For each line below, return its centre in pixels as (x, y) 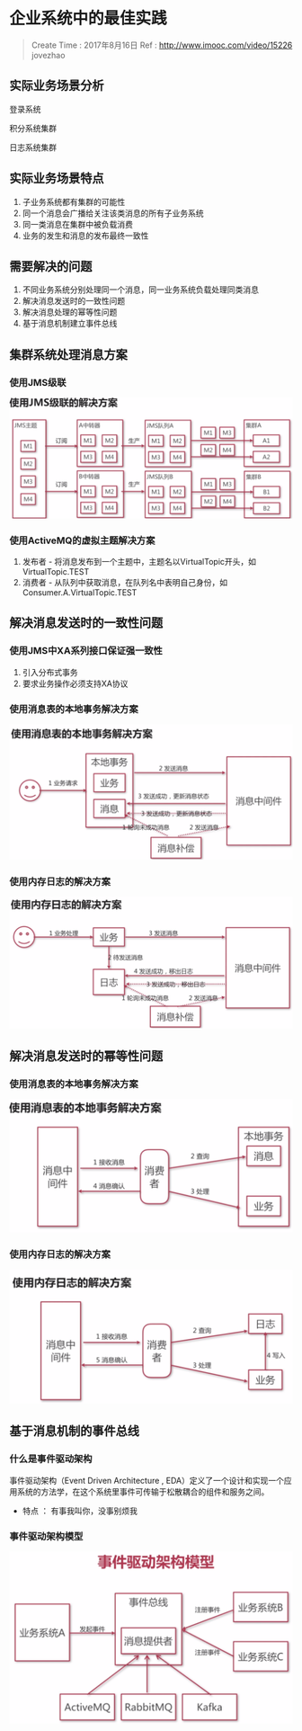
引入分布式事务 (50, 672)
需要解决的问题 (51, 266)
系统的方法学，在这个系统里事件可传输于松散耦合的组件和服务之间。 (143, 1491)
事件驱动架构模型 (46, 1536)
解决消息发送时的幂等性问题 (86, 1056)
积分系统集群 (33, 128)
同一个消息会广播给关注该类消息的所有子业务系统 (113, 213)
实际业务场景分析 (57, 86)
